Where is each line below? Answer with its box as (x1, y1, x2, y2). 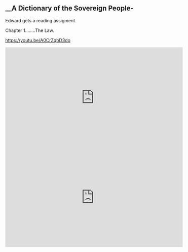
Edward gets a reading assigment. (5, 17, 77, 23)
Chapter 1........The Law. (5, 27, 54, 33)
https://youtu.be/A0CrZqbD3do (5, 37, 71, 43)
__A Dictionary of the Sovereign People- (5, 4, 134, 13)
